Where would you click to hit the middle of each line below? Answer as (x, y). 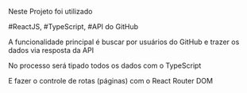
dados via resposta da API (51, 50)
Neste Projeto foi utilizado (50, 11)
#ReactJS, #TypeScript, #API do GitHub (73, 26)
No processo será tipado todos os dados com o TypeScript (105, 65)
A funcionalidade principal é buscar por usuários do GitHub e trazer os (124, 42)
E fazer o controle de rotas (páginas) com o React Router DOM (110, 81)
